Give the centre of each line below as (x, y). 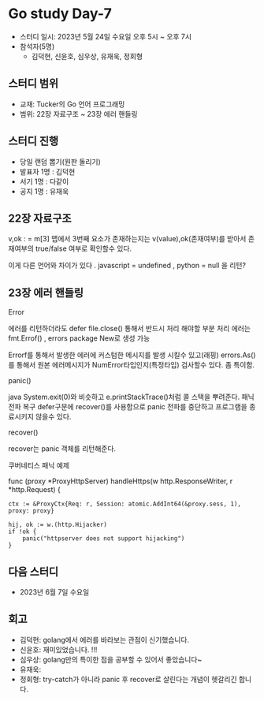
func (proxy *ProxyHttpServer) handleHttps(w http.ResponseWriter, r (121, 481)
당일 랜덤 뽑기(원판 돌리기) (60, 162)
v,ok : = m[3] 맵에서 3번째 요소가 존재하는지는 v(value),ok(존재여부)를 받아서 (127, 239)
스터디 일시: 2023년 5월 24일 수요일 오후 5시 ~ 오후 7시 (105, 36)
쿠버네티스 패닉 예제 (39, 465)
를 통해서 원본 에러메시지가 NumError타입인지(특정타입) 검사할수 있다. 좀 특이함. (131, 365)
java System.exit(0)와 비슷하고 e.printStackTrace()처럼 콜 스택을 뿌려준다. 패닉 (131, 397)
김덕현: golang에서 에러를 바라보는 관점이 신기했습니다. (104, 639)
